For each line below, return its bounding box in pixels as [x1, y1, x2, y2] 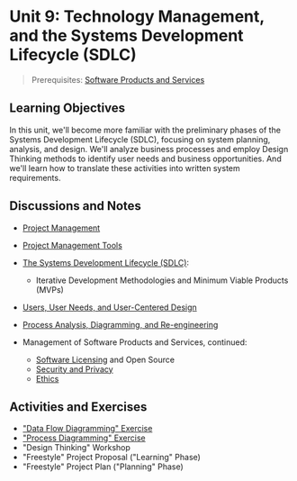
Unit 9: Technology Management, [9, 6, 265, 27]
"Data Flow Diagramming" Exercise [22, 423, 153, 434]
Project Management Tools [22, 240, 123, 250]
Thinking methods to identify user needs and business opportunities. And [9, 153, 282, 164]
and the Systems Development [9, 25, 245, 46]
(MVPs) [35, 284, 65, 295]
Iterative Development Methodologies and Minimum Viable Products [35, 275, 289, 286]
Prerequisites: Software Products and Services [31, 74, 205, 85]
